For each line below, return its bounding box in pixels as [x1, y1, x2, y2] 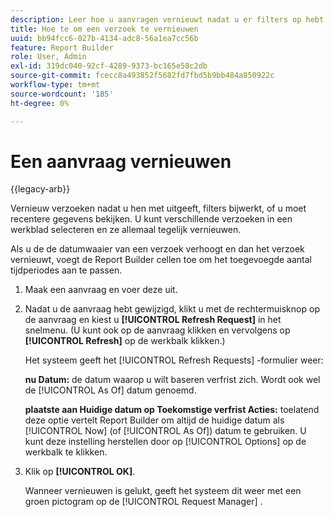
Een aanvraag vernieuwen [10, 150, 232, 173]
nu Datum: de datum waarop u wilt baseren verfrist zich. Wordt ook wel [24, 374, 321, 386]
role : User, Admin [10, 52, 87, 62]
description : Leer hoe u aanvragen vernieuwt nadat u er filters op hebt [10, 14, 325, 25]
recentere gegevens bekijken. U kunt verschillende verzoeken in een [10, 213, 293, 225]
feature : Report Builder [10, 42, 114, 53]
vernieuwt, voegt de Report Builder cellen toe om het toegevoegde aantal [10, 254, 312, 266]
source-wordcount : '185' [10, 89, 114, 99]
